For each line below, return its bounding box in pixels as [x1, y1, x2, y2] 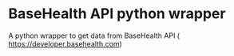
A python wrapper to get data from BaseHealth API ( [8, 31, 180, 40]
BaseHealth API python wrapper [8, 5, 226, 23]
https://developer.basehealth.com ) [8, 39, 122, 48]
